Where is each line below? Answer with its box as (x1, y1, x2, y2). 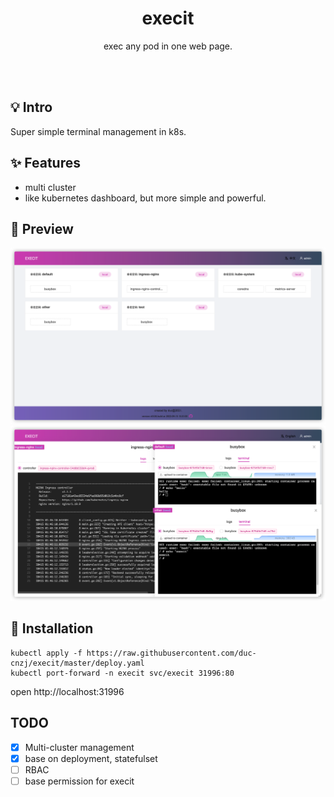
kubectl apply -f (10, 648, 83, 658)
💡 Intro (10, 99, 53, 116)
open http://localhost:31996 (10, 685, 125, 697)
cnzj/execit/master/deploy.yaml (10, 658, 145, 668)
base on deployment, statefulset (24, 752, 158, 764)
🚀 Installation (10, 620, 94, 637)
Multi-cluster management (24, 741, 135, 753)
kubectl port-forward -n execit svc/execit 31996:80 (10, 668, 235, 678)
